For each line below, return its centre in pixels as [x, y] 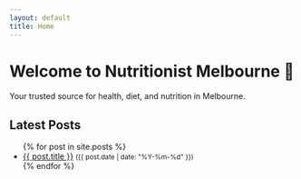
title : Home [32, 26]
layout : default [40, 18]
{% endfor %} [49, 166]
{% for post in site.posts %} [74, 147]
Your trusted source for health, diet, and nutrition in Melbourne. [128, 96]
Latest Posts [45, 125]
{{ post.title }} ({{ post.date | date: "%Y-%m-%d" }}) [108, 156]
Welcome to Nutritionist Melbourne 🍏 [152, 71]
